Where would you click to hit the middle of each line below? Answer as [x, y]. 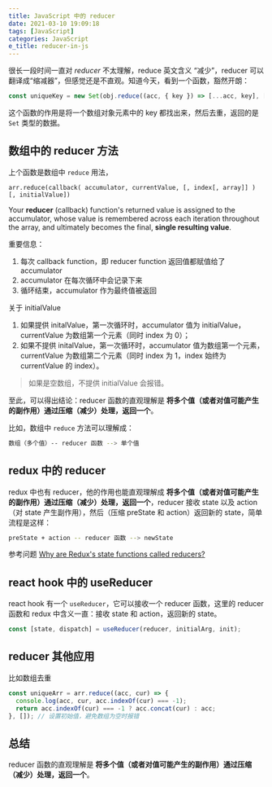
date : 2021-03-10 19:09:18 [54, 24]
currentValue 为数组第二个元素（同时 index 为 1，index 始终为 [123, 355]
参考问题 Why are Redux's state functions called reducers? [107, 554]
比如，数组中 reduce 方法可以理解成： [71, 428]
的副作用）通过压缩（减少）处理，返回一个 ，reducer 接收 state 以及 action [133, 502]
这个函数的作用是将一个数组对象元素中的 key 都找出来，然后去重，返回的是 [134, 112]
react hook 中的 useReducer [81, 582]
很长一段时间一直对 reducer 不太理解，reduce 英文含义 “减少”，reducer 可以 [136, 71]
